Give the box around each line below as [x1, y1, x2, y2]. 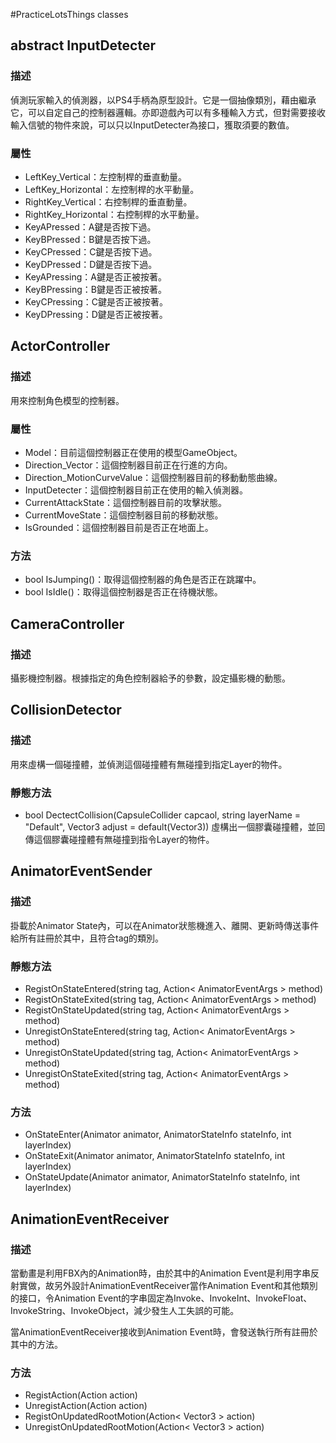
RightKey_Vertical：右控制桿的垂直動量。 [24, 195, 193, 208]
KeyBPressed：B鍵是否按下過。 [24, 233, 157, 245]
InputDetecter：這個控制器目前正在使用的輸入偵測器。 [24, 484, 249, 496]
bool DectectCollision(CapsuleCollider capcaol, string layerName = [24, 809, 302, 821]
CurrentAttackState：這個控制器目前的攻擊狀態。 [24, 496, 228, 508]
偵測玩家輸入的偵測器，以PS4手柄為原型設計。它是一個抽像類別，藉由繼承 [10, 94, 317, 106]
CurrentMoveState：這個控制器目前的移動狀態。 [24, 509, 224, 521]
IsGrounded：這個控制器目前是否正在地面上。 [24, 521, 214, 533]
